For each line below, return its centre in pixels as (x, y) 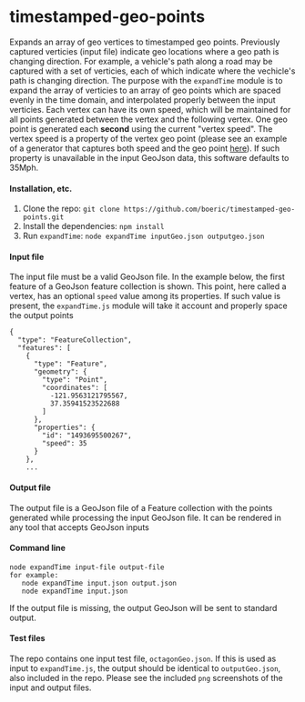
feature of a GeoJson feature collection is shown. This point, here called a (148, 286)
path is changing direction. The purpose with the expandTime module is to (146, 80)
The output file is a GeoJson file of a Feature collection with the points (141, 507)
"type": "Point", (75, 380)
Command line (38, 548)
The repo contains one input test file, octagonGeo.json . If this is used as (143, 658)
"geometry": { (61, 372)
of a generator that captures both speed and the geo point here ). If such (145, 148)
